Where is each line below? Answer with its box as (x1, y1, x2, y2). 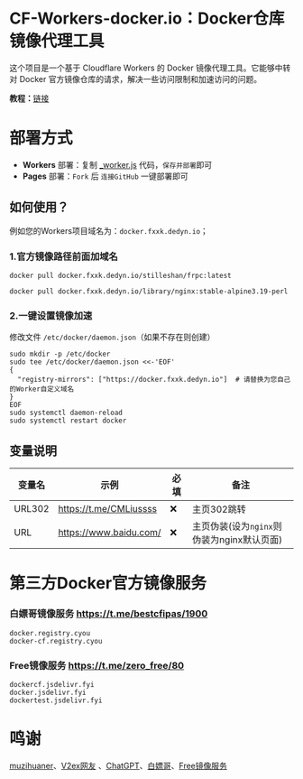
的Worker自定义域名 (9, 385, 75, 394)
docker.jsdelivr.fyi (9, 688, 87, 697)
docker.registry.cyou (9, 628, 91, 637)
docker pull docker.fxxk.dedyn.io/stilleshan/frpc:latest (9, 271, 232, 280)
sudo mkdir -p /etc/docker (9, 349, 111, 359)
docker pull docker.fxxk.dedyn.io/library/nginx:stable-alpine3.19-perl (9, 286, 289, 296)
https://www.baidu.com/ (58, 526, 161, 539)
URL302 (14, 503, 50, 515)
